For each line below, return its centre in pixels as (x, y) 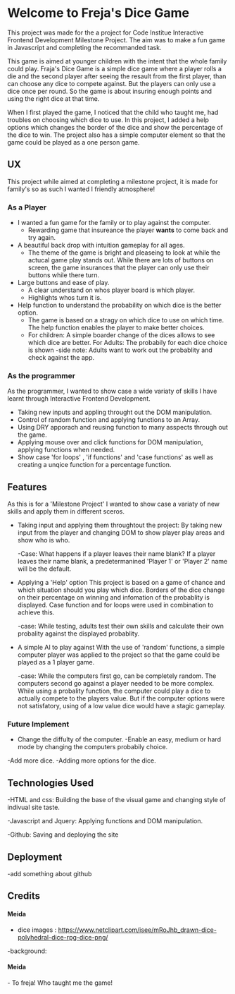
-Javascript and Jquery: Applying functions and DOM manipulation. (105, 821)
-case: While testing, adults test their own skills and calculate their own (120, 626)
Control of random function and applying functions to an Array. (109, 420)
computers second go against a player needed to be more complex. (116, 684)
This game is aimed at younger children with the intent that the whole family (117, 61)
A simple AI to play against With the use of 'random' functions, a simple (121, 648)
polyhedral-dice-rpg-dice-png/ (63, 937)
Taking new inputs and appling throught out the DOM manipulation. (115, 412)
